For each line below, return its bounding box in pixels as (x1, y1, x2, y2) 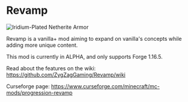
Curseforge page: (6, 82, 50, 90)
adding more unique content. (6, 41, 78, 49)
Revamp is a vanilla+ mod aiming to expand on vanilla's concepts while (6, 35, 182, 42)
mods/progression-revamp (6, 89, 73, 96)
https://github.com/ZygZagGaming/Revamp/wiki (6, 71, 126, 78)
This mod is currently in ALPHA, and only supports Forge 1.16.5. (6, 53, 163, 60)
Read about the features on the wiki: (6, 64, 96, 72)
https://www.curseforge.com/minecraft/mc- (50, 82, 160, 90)
